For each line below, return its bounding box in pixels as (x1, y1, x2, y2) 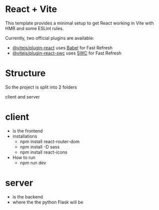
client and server (5, 93, 40, 99)
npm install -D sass (19, 143, 60, 149)
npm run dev (19, 159, 46, 165)
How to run (12, 154, 36, 160)
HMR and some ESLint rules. (5, 25, 64, 31)
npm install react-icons (19, 149, 67, 155)
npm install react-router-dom (19, 138, 80, 144)
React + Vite (5, 3, 57, 15)
